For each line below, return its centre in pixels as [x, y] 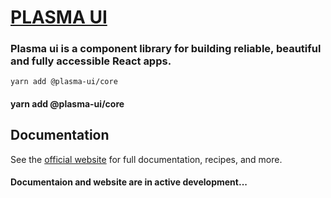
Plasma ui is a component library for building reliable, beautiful [166, 49]
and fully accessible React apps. [91, 61]
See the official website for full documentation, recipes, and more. [146, 159]
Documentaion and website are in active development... [129, 182]
